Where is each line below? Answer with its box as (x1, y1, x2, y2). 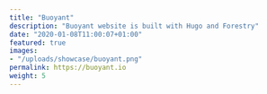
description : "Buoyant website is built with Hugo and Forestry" (9, 21, 259, 30)
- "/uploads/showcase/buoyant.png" (9, 55, 143, 64)
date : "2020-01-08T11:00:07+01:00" (9, 30, 143, 38)
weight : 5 (9, 72, 47, 81)
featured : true (9, 38, 67, 47)
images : (9, 47, 39, 56)
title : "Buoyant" (9, 13, 75, 22)
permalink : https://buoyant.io (9, 64, 127, 73)
